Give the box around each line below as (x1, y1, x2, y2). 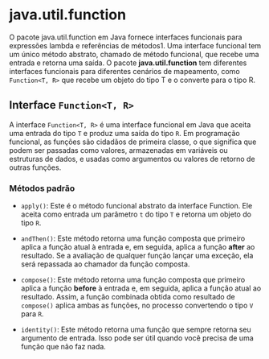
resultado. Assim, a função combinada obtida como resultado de (20, 292, 235, 302)
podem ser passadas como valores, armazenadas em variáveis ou (9, 145, 228, 155)
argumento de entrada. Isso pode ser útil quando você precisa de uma (20, 333, 254, 343)
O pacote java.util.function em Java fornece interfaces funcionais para (9, 32, 243, 42)
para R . (20, 309, 44, 319)
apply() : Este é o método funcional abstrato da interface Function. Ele (20, 201, 253, 211)
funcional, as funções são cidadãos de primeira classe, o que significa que (9, 137, 257, 146)
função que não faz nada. (20, 342, 107, 352)
